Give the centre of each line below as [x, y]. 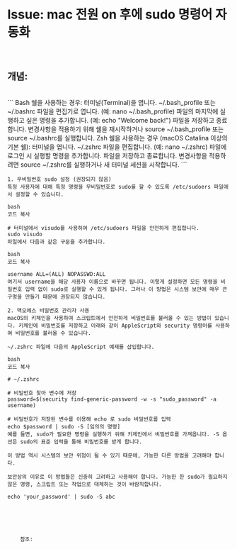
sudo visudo [25, 234]
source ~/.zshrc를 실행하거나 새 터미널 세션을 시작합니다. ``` [104, 165]
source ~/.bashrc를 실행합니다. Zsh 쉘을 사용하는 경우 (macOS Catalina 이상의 [117, 138]
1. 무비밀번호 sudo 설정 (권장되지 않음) [59, 179]
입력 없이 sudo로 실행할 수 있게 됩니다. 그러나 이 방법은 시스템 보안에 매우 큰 [126, 289]
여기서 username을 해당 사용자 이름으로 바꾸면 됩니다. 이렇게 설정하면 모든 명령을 [112, 282]
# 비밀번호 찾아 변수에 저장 [42, 393]
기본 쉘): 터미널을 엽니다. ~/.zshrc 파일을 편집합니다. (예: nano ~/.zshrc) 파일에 [117, 147]
